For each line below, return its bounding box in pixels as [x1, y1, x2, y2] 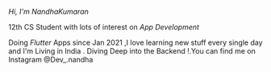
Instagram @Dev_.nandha [8, 55, 94, 64]
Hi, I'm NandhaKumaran [8, 7, 89, 16]
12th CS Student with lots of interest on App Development [8, 22, 200, 31]
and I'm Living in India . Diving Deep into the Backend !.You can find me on [8, 46, 256, 55]
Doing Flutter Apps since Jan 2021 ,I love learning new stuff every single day [8, 38, 264, 47]
